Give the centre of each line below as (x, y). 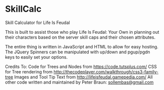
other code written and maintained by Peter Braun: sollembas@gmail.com (80, 82)
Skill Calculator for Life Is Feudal (37, 22)
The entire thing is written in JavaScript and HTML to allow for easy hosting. (82, 46)
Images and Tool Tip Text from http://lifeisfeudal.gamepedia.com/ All (83, 77)
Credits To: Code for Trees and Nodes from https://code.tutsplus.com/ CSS (81, 67)
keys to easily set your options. (36, 57)
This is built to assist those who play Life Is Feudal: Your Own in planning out (82, 32)
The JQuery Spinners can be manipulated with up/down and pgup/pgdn (78, 52)
